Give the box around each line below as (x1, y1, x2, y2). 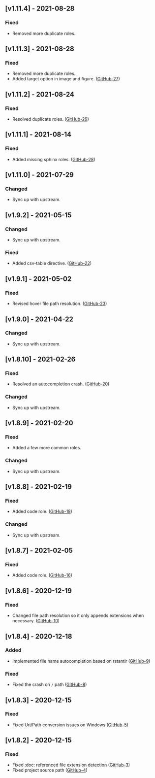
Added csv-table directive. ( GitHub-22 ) (12, 260, 92, 266)
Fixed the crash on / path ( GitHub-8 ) (12, 681, 87, 687)
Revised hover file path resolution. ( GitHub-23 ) (12, 301, 107, 306)
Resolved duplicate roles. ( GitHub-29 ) (12, 116, 90, 122)
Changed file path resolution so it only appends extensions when (12, 612, 144, 618)
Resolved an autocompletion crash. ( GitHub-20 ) (12, 381, 110, 387)
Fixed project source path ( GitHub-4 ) (12, 767, 88, 773)
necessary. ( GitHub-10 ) (12, 618, 60, 624)
